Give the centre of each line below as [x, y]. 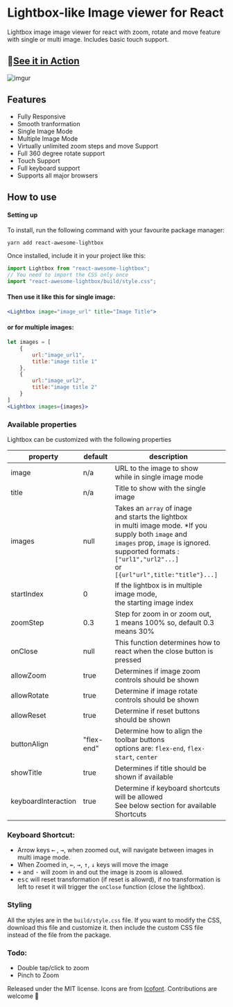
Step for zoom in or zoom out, [163, 614]
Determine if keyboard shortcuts [167, 788]
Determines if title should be [161, 768]
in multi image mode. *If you [161, 525]
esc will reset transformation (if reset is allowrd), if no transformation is [119, 879]
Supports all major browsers [58, 175]
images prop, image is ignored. [163, 542]
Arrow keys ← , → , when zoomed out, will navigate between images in [115, 850]
